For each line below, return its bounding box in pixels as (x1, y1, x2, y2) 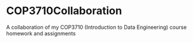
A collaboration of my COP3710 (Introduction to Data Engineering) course (6, 24, 187, 31)
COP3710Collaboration (6, 4, 122, 18)
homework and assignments (6, 29, 76, 37)
